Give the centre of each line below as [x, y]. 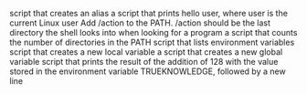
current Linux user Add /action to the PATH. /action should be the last [140, 23]
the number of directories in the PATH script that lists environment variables [152, 42]
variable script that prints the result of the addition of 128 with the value [144, 62]
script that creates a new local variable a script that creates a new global [146, 52]
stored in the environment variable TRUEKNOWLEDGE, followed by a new [148, 71]
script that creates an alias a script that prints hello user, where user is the [148, 13]
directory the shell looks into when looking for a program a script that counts [153, 32]
